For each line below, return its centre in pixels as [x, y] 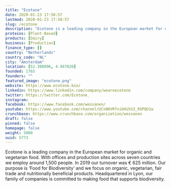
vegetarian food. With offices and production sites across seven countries [83, 158]
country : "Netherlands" [31, 52]
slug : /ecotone [21, 24]
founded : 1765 [20, 72]
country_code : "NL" [26, 57]
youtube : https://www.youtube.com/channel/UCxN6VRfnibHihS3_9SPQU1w [79, 109]
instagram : [17, 100]
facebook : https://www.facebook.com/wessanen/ [55, 105]
